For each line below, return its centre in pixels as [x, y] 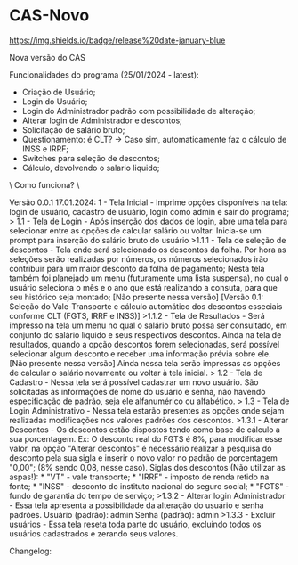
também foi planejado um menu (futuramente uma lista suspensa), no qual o [149, 278]
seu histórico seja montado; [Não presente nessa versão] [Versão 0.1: [137, 297]
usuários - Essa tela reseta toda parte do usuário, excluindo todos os [135, 524]
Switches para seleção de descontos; [91, 158]
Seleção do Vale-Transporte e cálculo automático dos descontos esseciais [146, 306]
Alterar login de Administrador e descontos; [102, 120]
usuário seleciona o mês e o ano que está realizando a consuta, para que [143, 287]
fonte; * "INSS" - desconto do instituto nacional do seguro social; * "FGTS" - [149, 486]
